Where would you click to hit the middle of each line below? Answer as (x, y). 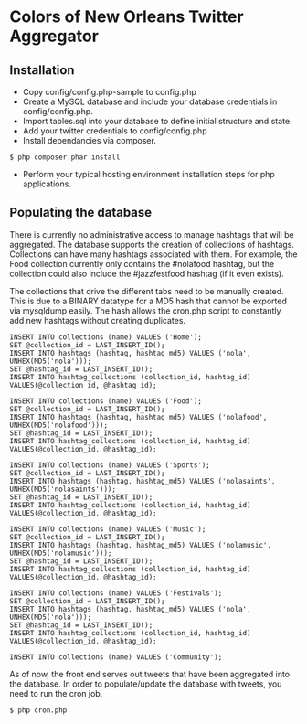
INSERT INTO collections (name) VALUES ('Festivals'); (116, 593)
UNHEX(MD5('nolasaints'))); (63, 489)
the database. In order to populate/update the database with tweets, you (146, 684)
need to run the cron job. (56, 693)
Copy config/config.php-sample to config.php (109, 92)
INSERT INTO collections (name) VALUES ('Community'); (116, 657)
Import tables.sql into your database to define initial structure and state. (157, 121)
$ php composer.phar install (65, 157)
